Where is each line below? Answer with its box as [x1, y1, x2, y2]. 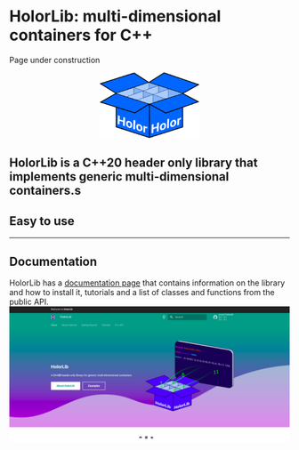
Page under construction [9, 54, 101, 65]
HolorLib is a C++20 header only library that [9, 156, 258, 171]
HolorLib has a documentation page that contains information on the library [9, 277, 286, 288]
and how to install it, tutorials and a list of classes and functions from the [9, 287, 275, 298]
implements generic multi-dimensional [9, 169, 230, 184]
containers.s [9, 183, 82, 198]
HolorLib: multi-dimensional [9, 6, 222, 27]
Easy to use [9, 213, 76, 229]
